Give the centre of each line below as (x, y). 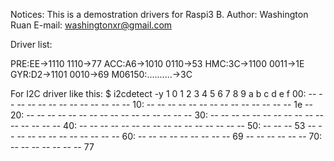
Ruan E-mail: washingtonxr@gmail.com (91, 25)
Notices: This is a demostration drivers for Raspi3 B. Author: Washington (159, 14)
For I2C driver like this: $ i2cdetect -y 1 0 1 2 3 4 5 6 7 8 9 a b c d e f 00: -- (163, 93)
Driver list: (31, 44)
